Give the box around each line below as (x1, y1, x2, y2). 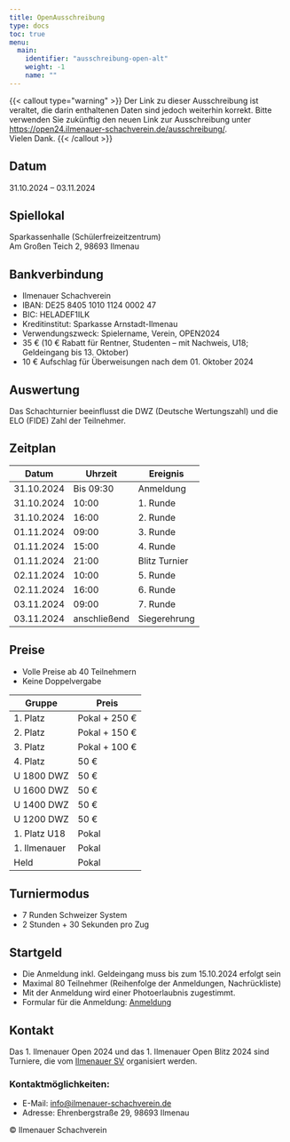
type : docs (9, 21, 50, 30)
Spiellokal (9, 208, 65, 223)
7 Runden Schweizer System (21, 910, 128, 921)
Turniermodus (9, 886, 90, 902)
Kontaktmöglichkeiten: (9, 1077, 110, 1090)
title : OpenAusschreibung (9, 12, 105, 22)
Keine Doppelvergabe (21, 675, 102, 686)
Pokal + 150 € (77, 726, 137, 739)
